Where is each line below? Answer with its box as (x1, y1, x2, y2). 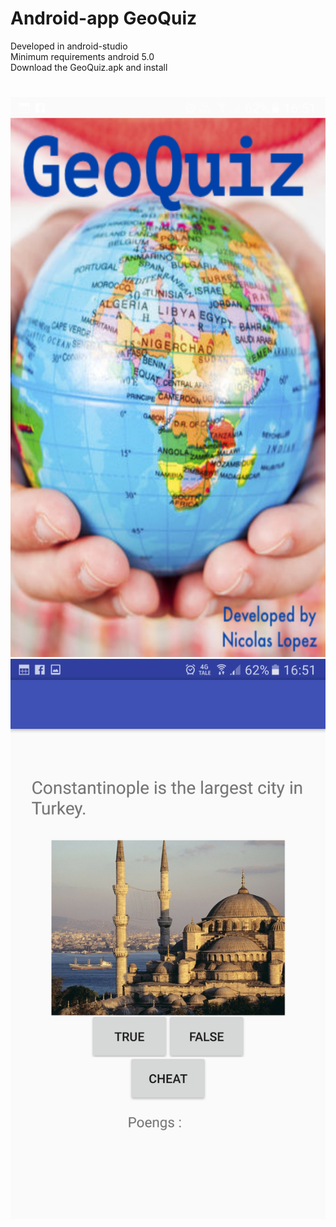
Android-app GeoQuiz (10, 7, 198, 30)
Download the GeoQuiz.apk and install (10, 61, 168, 73)
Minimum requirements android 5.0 (10, 50, 155, 62)
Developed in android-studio (10, 40, 128, 52)
